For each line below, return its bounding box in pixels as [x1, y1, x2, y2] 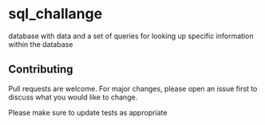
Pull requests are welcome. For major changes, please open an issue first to [8, 84, 258, 93]
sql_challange [8, 5, 103, 23]
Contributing [8, 63, 73, 76]
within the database [8, 39, 73, 49]
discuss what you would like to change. [8, 92, 138, 102]
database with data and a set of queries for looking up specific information [8, 31, 254, 41]
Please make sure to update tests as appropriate [8, 107, 168, 117]
